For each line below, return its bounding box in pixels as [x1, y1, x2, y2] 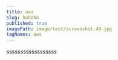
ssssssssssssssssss [6, 48, 57, 55]
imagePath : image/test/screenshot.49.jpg [6, 25, 113, 32]
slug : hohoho [6, 15, 39, 21]
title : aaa [6, 8, 34, 15]
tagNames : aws [6, 32, 42, 38]
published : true [6, 20, 47, 26]
